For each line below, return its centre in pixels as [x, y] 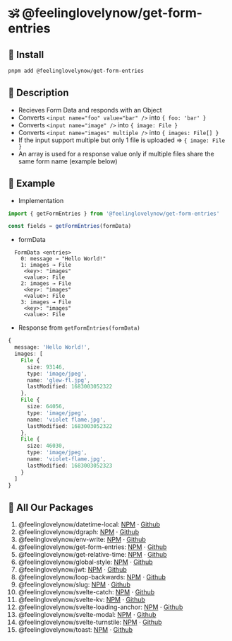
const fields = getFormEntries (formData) [70, 226]
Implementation [41, 200]
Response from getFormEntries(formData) [79, 328]
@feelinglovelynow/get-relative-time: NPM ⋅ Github [93, 555]
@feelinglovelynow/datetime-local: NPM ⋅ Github [89, 524]
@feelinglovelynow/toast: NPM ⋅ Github [75, 630]
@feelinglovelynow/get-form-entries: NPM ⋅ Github [92, 547]
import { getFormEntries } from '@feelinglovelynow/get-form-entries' [114, 214]
